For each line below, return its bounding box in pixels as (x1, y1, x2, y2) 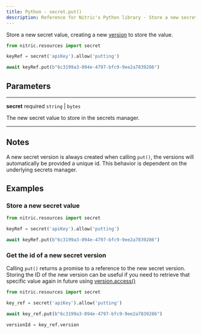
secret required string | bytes (6, 102, 81, 110)
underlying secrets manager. (6, 166, 78, 173)
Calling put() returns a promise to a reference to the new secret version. (6, 265, 186, 272)
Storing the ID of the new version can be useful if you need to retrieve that (6, 271, 191, 279)
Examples (6, 184, 44, 194)
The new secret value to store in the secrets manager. (6, 114, 140, 121)
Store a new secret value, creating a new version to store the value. (6, 31, 173, 38)
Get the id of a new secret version (6, 251, 106, 259)
